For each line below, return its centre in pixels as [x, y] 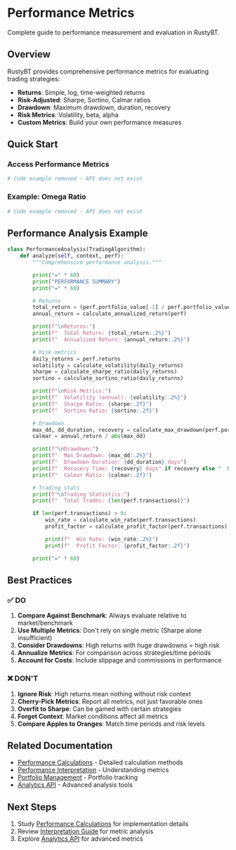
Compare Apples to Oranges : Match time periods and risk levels [111, 724]
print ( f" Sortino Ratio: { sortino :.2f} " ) [96, 411]
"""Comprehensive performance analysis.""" [97, 263]
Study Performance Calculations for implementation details [103, 824]
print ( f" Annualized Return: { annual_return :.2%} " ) [111, 339]
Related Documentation [60, 745]
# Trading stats [56, 488]
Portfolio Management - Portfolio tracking [78, 778]
